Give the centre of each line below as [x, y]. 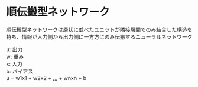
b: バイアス [20, 71]
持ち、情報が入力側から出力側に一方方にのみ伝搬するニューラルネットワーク [99, 36]
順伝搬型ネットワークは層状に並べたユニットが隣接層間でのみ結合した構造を [99, 29]
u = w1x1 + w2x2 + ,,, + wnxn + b [46, 78]
